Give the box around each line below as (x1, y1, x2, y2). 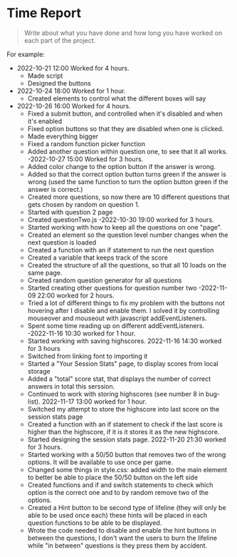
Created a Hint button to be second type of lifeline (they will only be (27, 503, 226, 511)
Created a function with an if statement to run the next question (27, 245, 214, 254)
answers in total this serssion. (27, 382, 115, 390)
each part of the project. (23, 36, 96, 44)
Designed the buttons (27, 78, 92, 87)
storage (27, 367, 51, 375)
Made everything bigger (27, 132, 99, 140)
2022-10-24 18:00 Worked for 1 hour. (16, 86, 126, 95)
